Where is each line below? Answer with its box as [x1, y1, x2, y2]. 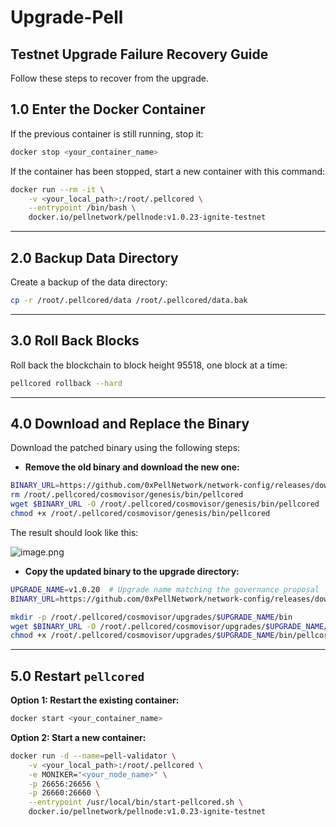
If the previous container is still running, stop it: [10, 127, 204, 140]
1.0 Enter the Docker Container [10, 101, 206, 118]
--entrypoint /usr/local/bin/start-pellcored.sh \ [28, 797, 244, 808]
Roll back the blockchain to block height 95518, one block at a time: [10, 359, 288, 371]
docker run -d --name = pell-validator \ [10, 751, 177, 761]
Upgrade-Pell [10, 6, 124, 29]
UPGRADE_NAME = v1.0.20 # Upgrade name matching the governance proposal [10, 584, 320, 595]
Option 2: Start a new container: [10, 731, 147, 743]
